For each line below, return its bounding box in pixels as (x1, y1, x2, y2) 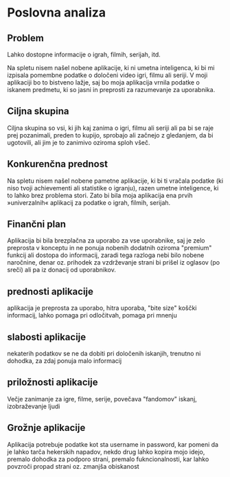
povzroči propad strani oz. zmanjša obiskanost (7, 462, 139, 470)
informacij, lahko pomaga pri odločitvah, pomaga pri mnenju (7, 311, 177, 320)
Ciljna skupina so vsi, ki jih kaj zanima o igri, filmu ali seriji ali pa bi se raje (7, 124, 214, 132)
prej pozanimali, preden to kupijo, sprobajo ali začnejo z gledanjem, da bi (7, 131, 214, 139)
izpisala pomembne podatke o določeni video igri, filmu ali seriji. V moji (7, 71, 208, 79)
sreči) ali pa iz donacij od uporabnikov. (7, 266, 117, 274)
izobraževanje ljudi (7, 402, 60, 410)
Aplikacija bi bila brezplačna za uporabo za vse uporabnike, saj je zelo (7, 236, 205, 245)
